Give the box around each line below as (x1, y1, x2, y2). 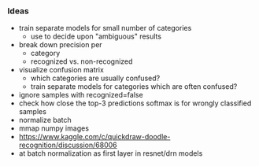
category (30, 49, 61, 58)
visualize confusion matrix (18, 65, 104, 75)
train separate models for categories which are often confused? (30, 82, 238, 91)
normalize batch (18, 116, 72, 125)
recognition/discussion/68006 (18, 140, 117, 150)
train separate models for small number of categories (18, 24, 192, 33)
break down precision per (18, 40, 103, 50)
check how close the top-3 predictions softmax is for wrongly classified (18, 98, 252, 108)
